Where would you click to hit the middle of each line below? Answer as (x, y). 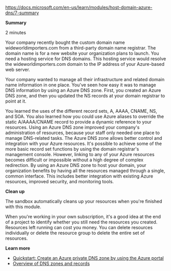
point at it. (16, 101)
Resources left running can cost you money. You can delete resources (79, 227)
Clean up (15, 191)
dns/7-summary (22, 13)
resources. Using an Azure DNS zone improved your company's (72, 127)
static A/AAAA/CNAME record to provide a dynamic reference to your (79, 122)
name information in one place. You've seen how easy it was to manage (81, 85)
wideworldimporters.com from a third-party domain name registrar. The (81, 48)
